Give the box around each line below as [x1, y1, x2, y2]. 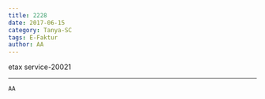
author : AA [8, 41, 44, 49]
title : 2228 [8, 11, 47, 20]
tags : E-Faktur [8, 33, 58, 42]
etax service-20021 [8, 62, 72, 71]
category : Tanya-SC [8, 26, 73, 34]
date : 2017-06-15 [8, 19, 65, 27]
